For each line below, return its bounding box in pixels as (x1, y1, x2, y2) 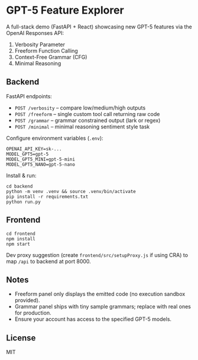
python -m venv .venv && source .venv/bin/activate (6, 188, 136, 194)
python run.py (6, 199, 41, 205)
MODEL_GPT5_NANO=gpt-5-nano (6, 161, 76, 168)
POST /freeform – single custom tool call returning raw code (14, 110, 160, 117)
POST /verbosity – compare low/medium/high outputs (14, 104, 146, 111)
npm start (6, 241, 31, 247)
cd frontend (6, 230, 35, 237)
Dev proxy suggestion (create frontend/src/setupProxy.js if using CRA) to (6, 251, 188, 258)
